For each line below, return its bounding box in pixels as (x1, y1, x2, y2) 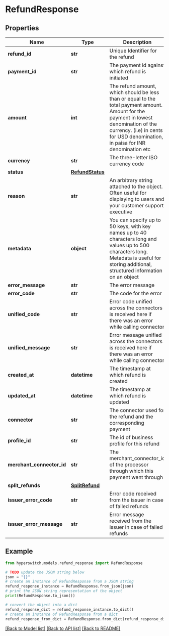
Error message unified (109, 332, 162, 338)
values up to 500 (109, 242, 150, 249)
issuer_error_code (8, 496, 52, 504)
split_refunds (8, 482, 40, 489)
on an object (109, 274, 139, 280)
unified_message (8, 344, 50, 351)
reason (8, 193, 25, 199)
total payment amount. (109, 102, 162, 108)
